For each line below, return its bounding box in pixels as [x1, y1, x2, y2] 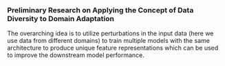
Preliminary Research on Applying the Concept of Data [7, 5, 194, 15]
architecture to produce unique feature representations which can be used [7, 44, 219, 52]
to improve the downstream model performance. [7, 51, 144, 59]
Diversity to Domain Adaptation [7, 14, 115, 23]
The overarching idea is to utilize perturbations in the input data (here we [7, 29, 214, 37]
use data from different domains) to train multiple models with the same [7, 37, 210, 45]
